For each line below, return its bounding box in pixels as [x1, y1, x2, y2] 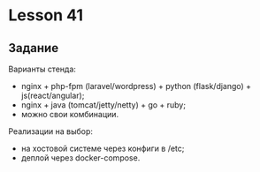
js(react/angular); [20, 90, 85, 101]
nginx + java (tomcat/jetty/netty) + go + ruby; [20, 100, 187, 110]
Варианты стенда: [8, 64, 77, 74]
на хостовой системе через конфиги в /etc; [20, 143, 185, 153]
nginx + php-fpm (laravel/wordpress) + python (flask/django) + [20, 81, 252, 91]
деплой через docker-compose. [20, 153, 141, 163]
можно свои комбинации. [20, 109, 119, 119]
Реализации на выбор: [8, 126, 94, 137]
